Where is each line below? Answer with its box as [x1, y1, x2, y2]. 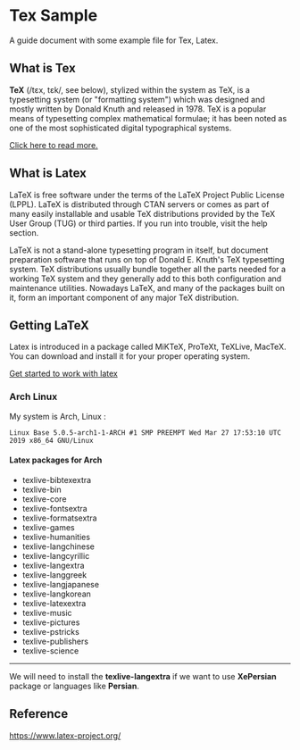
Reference [9, 706, 69, 721]
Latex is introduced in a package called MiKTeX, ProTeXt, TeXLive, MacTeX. [9, 341, 287, 353]
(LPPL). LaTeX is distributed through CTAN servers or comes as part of [9, 198, 270, 210]
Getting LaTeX [9, 318, 89, 333]
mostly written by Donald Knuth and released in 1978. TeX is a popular [9, 104, 267, 114]
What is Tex [9, 61, 76, 76]
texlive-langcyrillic [21, 550, 90, 561]
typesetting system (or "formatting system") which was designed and [9, 94, 265, 104]
